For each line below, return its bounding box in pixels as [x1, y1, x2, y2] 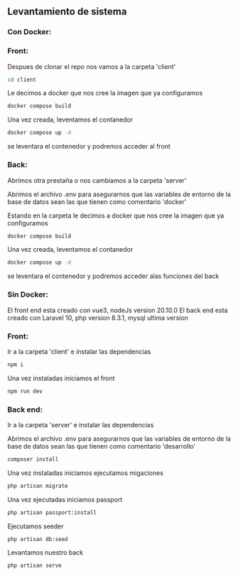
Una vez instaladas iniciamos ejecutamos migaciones [7, 469, 163, 477]
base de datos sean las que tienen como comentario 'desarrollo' [7, 442, 196, 450]
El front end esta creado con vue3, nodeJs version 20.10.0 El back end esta [7, 306, 228, 314]
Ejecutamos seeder [7, 522, 64, 530]
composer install [7, 455, 59, 463]
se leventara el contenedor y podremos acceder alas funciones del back [7, 272, 220, 280]
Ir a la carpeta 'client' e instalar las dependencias [7, 347, 151, 356]
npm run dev [7, 388, 43, 395]
